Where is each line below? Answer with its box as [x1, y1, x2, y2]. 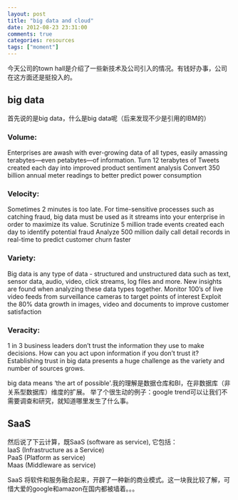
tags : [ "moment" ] [7, 44, 59, 51]
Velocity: [7, 189, 40, 199]
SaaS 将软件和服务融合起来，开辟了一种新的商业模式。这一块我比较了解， [7, 475, 224, 484]
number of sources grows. [7, 364, 86, 372]
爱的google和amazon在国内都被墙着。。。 [19, 484, 139, 493]
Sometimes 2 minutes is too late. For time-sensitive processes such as [7, 205, 214, 214]
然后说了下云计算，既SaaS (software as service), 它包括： [7, 437, 178, 446]
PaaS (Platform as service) [7, 453, 86, 461]
